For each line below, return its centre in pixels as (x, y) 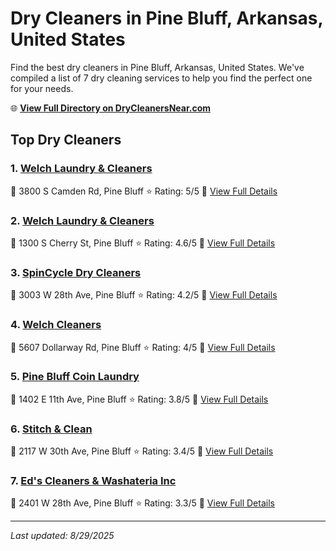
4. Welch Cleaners (56, 325)
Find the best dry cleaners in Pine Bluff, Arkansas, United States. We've (157, 67)
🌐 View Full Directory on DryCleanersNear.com (111, 108)
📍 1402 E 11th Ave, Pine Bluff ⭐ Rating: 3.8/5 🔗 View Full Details (139, 399)
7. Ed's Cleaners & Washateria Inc (93, 481)
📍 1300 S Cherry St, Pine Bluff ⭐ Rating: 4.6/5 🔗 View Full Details (143, 243)
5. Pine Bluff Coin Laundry (75, 377)
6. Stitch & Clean (51, 429)
